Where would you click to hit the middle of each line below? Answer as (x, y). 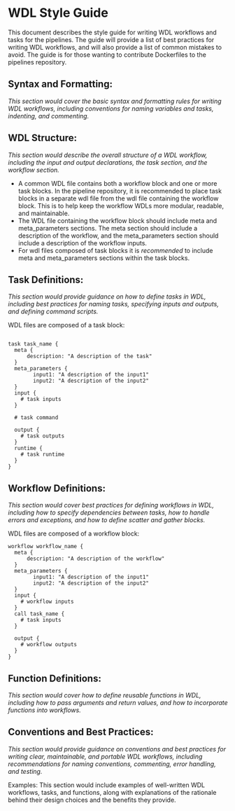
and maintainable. (44, 213)
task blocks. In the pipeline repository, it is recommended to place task (120, 191)
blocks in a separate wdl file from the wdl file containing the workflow (118, 198)
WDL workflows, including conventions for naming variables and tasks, (111, 108)
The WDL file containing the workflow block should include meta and (117, 220)
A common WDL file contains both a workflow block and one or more (117, 183)
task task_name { (33, 344)
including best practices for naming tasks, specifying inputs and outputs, (113, 304)
